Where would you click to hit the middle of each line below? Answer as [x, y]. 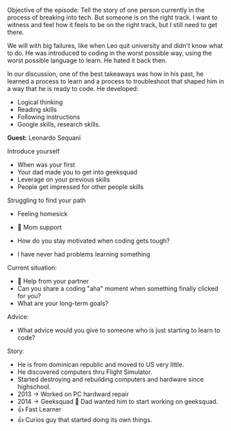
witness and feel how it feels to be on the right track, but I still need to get [112, 25]
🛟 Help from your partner [53, 281]
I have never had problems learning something [84, 254]
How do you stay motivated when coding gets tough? [93, 241]
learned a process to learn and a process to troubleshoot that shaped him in [115, 81]
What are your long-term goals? [63, 303]
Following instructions [49, 117]
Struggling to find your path [46, 200]
